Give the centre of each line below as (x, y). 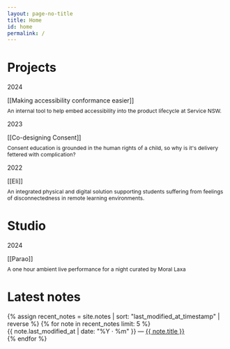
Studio (27, 226)
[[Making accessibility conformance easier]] (71, 101)
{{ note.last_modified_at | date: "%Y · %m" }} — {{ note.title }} (96, 332)
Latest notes (44, 297)
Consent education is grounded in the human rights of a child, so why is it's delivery (113, 148)
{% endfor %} (27, 339)
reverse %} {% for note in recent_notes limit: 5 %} (79, 324)
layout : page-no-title (40, 14)
